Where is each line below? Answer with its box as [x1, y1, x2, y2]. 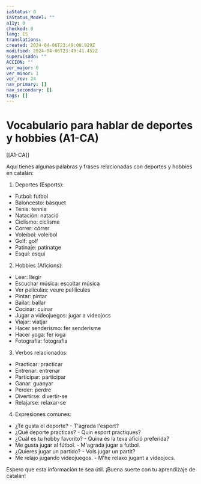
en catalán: [6, 169, 34, 176]
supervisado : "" [6, 54, 47, 60]
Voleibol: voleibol [14, 231, 58, 238]
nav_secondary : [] [6, 87, 52, 93]
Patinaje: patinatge [14, 244, 62, 251]
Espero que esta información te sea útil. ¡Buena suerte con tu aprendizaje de [6, 465, 196, 473]
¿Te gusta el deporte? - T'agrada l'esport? [14, 422, 119, 429]
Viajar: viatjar [14, 318, 48, 325]
